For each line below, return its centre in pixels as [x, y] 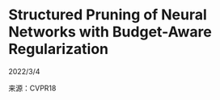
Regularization [59, 49]
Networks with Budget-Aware [110, 32]
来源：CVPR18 [32, 88]
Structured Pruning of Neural [108, 15]
